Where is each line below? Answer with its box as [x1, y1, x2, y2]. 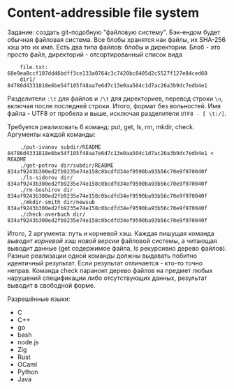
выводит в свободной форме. [7, 281, 96, 289]
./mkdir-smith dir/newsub [20, 198, 96, 205]
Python [17, 367, 38, 376]
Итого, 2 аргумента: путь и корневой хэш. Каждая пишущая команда [7, 229, 214, 237]
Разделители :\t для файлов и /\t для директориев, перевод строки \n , [7, 94, 224, 103]
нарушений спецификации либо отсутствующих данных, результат [7, 274, 207, 282]
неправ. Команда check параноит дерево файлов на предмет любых [7, 266, 213, 274]
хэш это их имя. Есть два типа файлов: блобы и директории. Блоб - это [7, 43, 221, 51]
